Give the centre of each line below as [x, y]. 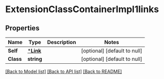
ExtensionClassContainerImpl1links [82, 9]
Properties [22, 28]
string [35, 59]
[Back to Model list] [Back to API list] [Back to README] [64, 71]
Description [62, 42]
